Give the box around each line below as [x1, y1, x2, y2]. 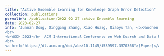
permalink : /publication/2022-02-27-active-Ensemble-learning [5, 16, 134, 21]
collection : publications [5, 12, 58, 17]
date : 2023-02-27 [5, 20, 41, 26]
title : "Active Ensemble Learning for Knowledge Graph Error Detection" [5, 7, 156, 12]
